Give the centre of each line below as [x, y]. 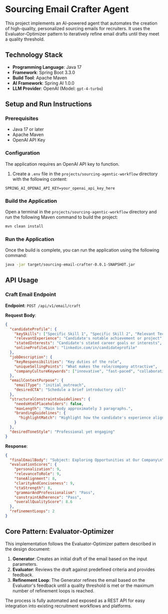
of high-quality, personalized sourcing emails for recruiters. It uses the [78, 28]
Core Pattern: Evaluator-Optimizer [59, 531]
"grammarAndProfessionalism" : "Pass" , [54, 493]
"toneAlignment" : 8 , [35, 479]
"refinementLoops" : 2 [32, 511]
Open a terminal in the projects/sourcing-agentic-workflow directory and [81, 212]
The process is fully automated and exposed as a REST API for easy [75, 600]
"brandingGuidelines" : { [40, 413]
